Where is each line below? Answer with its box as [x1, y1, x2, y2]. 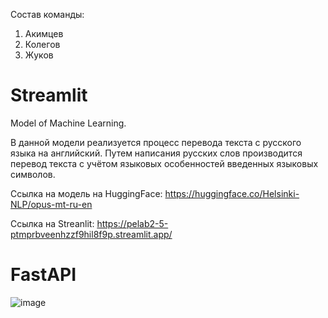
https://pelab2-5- [96, 217, 169, 229]
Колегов [24, 39, 61, 50]
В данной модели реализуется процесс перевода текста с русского [10, 136, 302, 148]
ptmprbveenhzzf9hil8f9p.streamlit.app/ [10, 228, 173, 240]
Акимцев [24, 28, 64, 39]
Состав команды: [10, 9, 85, 20]
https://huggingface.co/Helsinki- [164, 187, 300, 199]
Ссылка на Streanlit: [10, 217, 95, 229]
